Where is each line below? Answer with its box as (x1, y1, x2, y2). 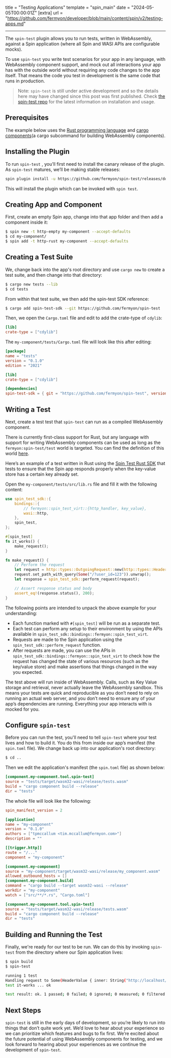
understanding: (5, 610, 37, 616)
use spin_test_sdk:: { (5, 496, 51, 501)
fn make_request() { (5, 558, 49, 563)
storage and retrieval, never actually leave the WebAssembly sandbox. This (5, 684, 163, 690)
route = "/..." (5, 850, 38, 855)
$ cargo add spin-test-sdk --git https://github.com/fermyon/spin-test (5, 305, 160, 311)
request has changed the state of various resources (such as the (12, 658, 149, 664)
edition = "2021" (5, 363, 42, 368)
